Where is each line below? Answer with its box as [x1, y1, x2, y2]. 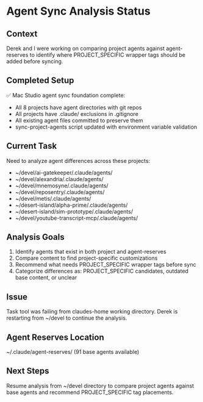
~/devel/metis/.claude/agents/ [15, 195, 91, 202]
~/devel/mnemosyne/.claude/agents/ [15, 182, 109, 189]
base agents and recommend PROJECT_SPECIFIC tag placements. [6, 389, 174, 396]
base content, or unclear [15, 274, 77, 281]
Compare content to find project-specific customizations [15, 254, 158, 262]
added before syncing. [6, 58, 63, 65]
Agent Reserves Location [6, 332, 105, 342]
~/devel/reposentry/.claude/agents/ [15, 188, 105, 196]
